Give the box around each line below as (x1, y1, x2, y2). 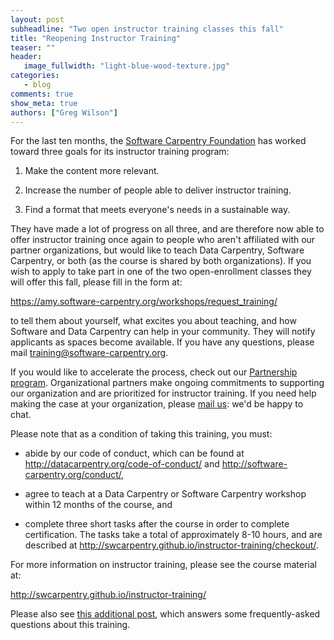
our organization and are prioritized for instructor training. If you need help (10, 387, 317, 400)
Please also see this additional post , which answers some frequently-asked (10, 608, 321, 620)
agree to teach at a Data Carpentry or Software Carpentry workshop (24, 488, 307, 500)
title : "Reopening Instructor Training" (10, 33, 182, 43)
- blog (23, 80, 52, 90)
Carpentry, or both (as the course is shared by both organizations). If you (10, 255, 312, 267)
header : (10, 52, 43, 62)
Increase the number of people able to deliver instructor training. (24, 184, 292, 196)
